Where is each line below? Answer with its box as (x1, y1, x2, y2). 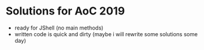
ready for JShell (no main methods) (14, 24, 104, 31)
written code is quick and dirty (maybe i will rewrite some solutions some (14, 30, 198, 37)
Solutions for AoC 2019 (5, 4, 125, 18)
